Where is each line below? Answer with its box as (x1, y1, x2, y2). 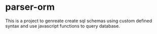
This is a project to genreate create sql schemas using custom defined (5, 18, 152, 24)
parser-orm (5, 1, 55, 13)
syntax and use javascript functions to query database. (5, 23, 120, 29)
